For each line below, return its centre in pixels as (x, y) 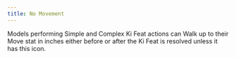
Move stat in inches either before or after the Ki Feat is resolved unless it (113, 41)
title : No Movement (36, 14)
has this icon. (27, 48)
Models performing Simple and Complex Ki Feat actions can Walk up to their (118, 34)
